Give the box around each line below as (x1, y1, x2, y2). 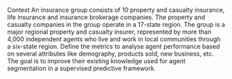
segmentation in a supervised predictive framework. (7, 65, 157, 72)
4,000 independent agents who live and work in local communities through (7, 35, 221, 43)
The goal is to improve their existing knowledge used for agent (7, 57, 186, 65)
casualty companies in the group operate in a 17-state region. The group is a (7, 21, 225, 28)
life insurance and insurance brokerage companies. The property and (7, 13, 206, 21)
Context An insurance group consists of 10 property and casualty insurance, (7, 6, 225, 14)
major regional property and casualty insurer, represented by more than (7, 27, 212, 36)
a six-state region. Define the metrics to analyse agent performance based (7, 43, 220, 50)
